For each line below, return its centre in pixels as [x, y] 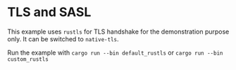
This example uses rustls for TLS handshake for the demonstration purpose [118, 31]
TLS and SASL [49, 12]
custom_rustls [28, 59]
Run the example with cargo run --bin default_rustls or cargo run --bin [115, 52]
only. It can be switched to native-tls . [63, 38]
